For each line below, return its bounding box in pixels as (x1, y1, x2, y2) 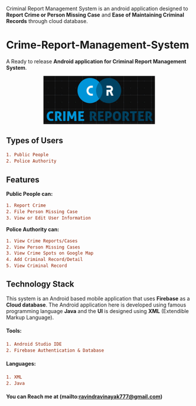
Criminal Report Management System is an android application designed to (6, 5, 188, 12)
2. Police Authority (6, 158, 57, 165)
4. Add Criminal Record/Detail (6, 257, 83, 263)
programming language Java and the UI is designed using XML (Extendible (6, 307, 189, 314)
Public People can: (6, 191, 53, 198)
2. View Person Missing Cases (6, 244, 81, 250)
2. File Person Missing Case (6, 208, 78, 215)
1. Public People (6, 152, 49, 158)
